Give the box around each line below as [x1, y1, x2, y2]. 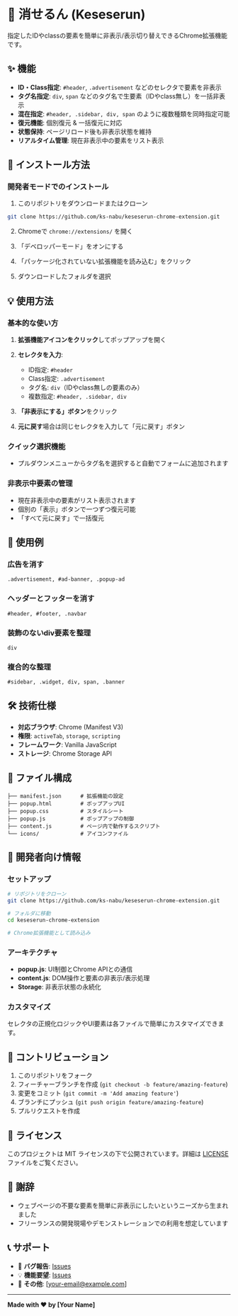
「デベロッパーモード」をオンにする [17, 242, 124, 251]
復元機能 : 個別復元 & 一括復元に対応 [17, 118, 123, 127]
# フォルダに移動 [7, 910, 51, 917]
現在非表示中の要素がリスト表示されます [17, 496, 136, 504]
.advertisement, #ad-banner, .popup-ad [7, 576, 125, 583]
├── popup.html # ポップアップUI [7, 800, 125, 807]
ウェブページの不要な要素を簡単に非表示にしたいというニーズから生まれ [17, 1201, 229, 1210]
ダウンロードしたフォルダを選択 [17, 272, 111, 280]
